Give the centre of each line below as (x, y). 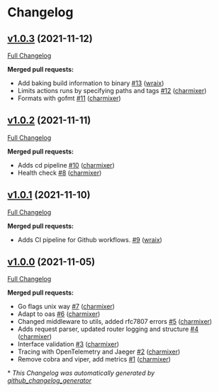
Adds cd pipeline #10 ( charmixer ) (66, 165)
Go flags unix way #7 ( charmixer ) (66, 307)
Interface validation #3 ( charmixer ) (68, 344)
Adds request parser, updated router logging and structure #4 (108, 329)
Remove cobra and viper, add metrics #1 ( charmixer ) (94, 359)
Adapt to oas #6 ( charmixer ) (59, 314)
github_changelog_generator (50, 381)
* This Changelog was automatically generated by (81, 373)
